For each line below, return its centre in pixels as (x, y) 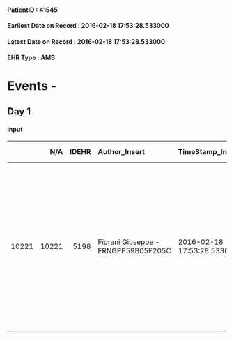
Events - (32, 85)
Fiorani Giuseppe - (128, 242)
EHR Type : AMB (31, 58)
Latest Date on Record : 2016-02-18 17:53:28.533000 (86, 41)
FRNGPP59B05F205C (134, 251)
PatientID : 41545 (32, 10)
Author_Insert (121, 152)
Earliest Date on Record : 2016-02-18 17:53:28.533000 (88, 26)
